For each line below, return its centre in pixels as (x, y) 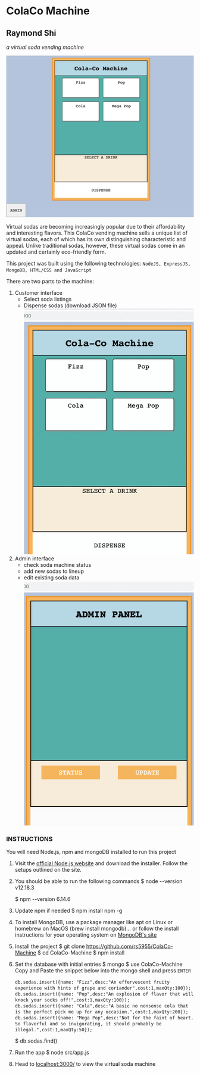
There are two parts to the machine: (50, 282)
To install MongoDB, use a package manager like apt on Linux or (94, 922)
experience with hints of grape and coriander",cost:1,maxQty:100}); (103, 988)
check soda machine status (57, 565)
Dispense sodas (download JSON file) (70, 305)
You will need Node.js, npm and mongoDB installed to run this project (91, 852)
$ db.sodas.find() (36, 1041)
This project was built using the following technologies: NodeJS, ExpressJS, (99, 264)
